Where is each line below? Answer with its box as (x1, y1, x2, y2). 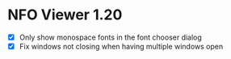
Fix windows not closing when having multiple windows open (19, 42, 224, 51)
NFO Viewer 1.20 (7, 6, 123, 24)
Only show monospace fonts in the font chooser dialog (19, 32, 203, 42)
